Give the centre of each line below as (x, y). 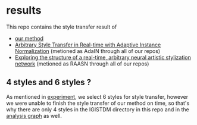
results (24, 10)
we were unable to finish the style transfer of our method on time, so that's (98, 103)
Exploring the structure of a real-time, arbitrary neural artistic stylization (103, 57)
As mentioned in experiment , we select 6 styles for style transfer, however (97, 96)
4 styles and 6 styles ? (49, 82)
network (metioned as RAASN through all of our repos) (82, 64)
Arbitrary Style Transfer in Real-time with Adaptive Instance (88, 45)
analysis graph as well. (34, 115)
